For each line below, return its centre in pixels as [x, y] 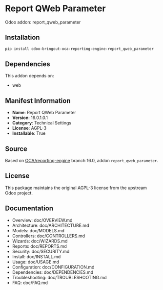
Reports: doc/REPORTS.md [40, 246]
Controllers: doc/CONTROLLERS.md [49, 236]
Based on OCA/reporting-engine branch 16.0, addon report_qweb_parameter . [82, 161]
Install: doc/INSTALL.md [36, 256]
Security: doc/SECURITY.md [41, 251]
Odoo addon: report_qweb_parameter [43, 22]
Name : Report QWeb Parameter [44, 113]
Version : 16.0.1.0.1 [30, 118]
